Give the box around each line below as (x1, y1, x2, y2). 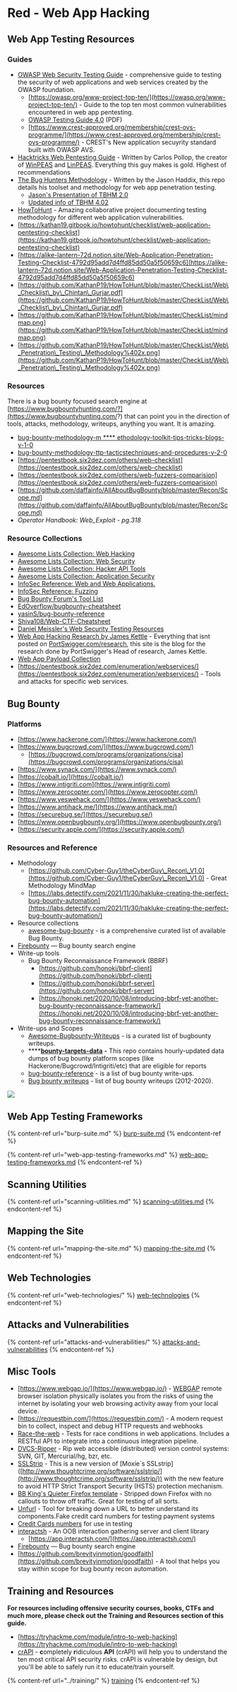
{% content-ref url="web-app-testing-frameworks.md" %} (7, 1150, 178, 1159)
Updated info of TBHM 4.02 (28, 198, 109, 206)
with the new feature (164, 1474, 224, 1483)
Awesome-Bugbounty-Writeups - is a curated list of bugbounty (28, 1032, 212, 1040)
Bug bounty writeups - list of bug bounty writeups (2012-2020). (28, 1077, 214, 1085)
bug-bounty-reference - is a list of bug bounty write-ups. (28, 1069, 195, 1078)
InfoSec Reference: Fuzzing (17, 587, 99, 595)
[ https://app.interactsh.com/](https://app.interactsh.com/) (28, 1534, 196, 1543)
